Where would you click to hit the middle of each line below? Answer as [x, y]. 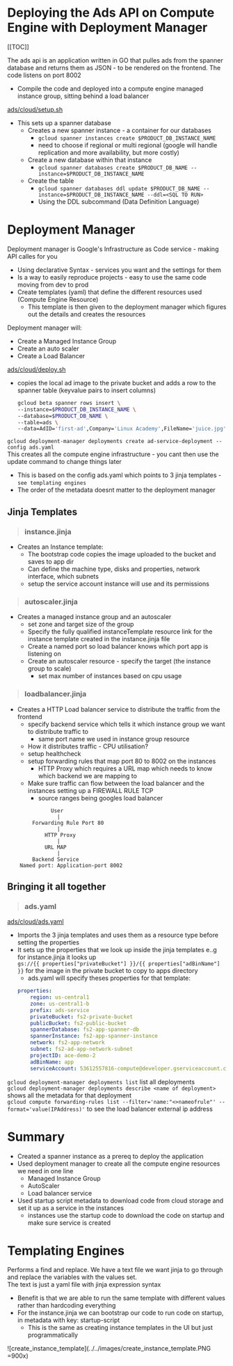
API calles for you [32, 256]
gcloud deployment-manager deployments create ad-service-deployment [110, 442]
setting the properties [48, 942]
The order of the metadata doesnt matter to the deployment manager [116, 490]
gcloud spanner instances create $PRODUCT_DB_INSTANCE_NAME [127, 138]
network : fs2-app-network [68, 1043]
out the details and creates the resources [87, 314]
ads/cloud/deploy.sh [37, 369]
